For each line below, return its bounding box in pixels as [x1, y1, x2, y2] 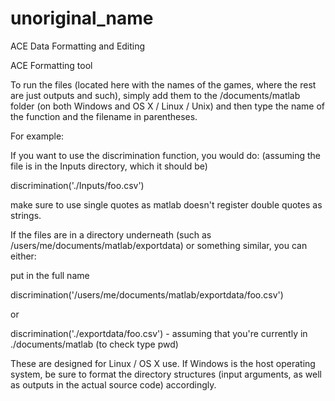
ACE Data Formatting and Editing [10, 40, 146, 52]
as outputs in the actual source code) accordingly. [10, 378, 217, 391]
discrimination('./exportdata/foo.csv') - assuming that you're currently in [10, 327, 308, 339]
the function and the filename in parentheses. [10, 110, 198, 122]
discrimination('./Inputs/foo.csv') [10, 179, 145, 191]
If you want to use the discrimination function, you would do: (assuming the [10, 149, 321, 161]
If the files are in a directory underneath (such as [10, 228, 212, 241]
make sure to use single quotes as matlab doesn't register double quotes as [10, 198, 323, 211]
